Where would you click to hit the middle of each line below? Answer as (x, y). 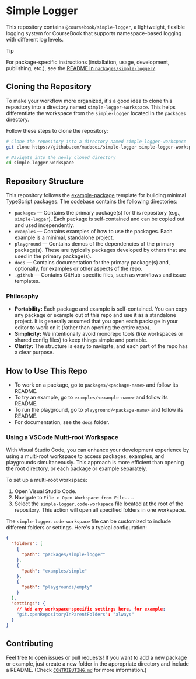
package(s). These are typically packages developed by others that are (100, 250)
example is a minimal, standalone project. (64, 237)
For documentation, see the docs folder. (62, 422)
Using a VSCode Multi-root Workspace (62, 437)
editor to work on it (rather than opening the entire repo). (83, 328)
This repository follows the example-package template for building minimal (96, 195)
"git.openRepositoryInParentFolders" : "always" (75, 614)
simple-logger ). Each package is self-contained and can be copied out (99, 219)
